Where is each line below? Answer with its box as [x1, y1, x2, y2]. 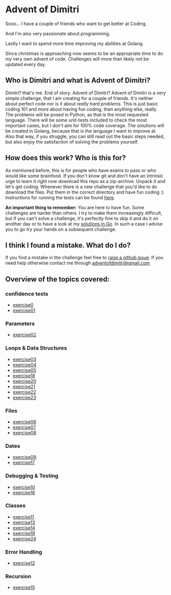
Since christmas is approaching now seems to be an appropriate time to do [5, 50, 163, 56]
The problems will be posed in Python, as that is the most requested [5, 111, 149, 117]
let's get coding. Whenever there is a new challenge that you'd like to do [5, 183, 157, 190]
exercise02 [12, 332, 37, 338]
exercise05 [12, 367, 37, 373]
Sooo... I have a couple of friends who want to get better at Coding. [5, 20, 147, 27]
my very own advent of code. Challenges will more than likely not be [5, 55, 149, 62]
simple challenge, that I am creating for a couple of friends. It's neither [5, 95, 154, 101]
